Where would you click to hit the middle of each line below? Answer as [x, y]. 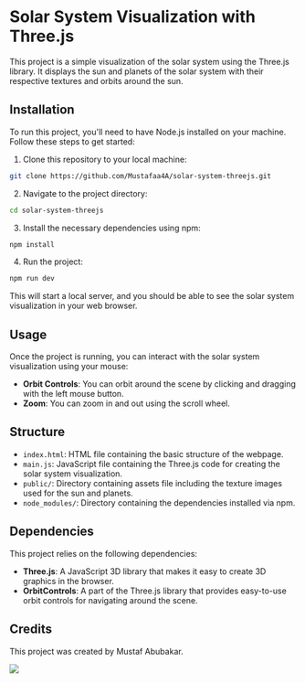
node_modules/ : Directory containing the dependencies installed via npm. [159, 502]
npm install [32, 244]
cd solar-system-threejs [57, 210]
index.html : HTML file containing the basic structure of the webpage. [153, 454]
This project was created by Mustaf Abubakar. [97, 651]
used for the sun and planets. [78, 493]
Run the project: [53, 261]
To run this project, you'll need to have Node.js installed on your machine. [148, 132]
